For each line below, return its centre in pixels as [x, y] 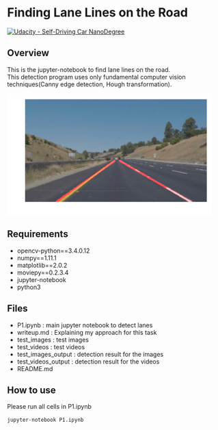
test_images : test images [53, 340]
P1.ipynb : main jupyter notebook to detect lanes [85, 325]
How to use [31, 390]
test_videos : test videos [51, 346]
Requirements [38, 234]
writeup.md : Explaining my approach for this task [87, 332]
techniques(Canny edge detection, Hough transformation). [90, 84]
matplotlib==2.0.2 [42, 265]
